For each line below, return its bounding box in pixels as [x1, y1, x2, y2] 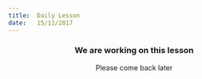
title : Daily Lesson [8, 11, 81, 20]
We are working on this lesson [74, 45, 194, 56]
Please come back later [95, 62, 173, 72]
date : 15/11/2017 [8, 19, 73, 27]
